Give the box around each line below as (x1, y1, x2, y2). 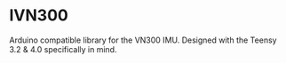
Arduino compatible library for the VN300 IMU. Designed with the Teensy (9, 35, 277, 45)
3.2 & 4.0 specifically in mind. (9, 43, 117, 54)
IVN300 (9, 5, 68, 26)
